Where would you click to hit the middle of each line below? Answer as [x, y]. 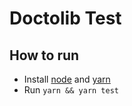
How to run [44, 55]
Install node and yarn [67, 79]
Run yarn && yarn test [71, 90]
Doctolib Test [65, 18]
